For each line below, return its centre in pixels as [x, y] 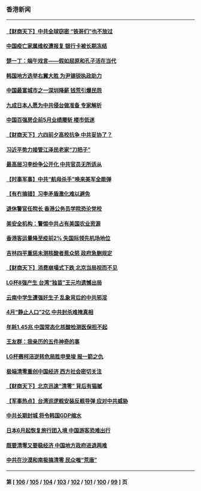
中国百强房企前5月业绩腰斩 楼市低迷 [51, 120]
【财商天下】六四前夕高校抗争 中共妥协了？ [59, 135]
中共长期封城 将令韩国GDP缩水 [44, 416]
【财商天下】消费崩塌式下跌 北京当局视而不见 [62, 268]
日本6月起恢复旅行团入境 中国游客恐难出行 [58, 430]
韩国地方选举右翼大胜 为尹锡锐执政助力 [54, 75]
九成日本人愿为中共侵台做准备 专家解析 [54, 105]
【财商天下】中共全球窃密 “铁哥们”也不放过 [60, 31]
